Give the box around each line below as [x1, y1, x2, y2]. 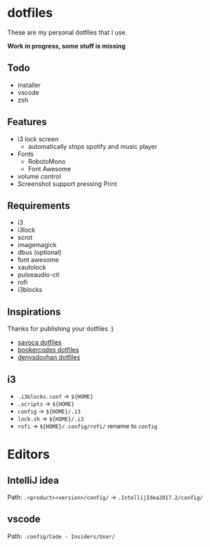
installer [17, 81, 41, 89]
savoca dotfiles [17, 338, 62, 347]
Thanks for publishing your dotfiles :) [7, 324, 114, 333]
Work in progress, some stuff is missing [7, 41, 126, 50]
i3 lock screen [17, 135, 59, 143]
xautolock [17, 263, 46, 272]
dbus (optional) [17, 248, 62, 257]
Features [7, 116, 47, 128]
